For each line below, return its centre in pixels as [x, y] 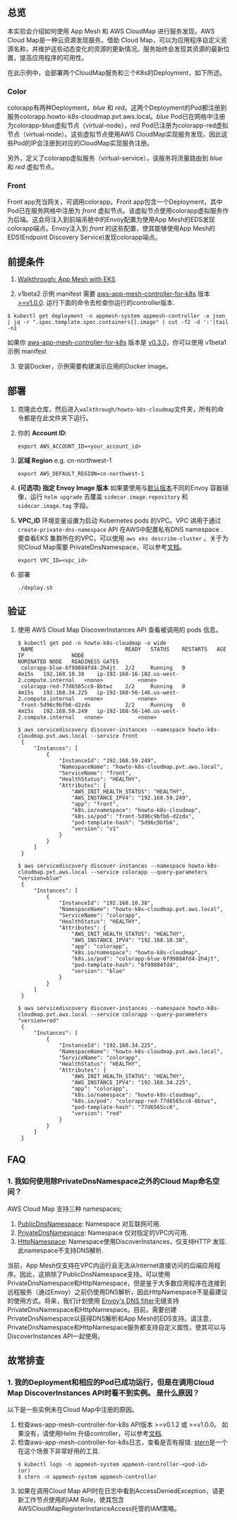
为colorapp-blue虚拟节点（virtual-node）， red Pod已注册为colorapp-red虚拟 [118, 125]
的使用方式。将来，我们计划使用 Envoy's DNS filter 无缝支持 [93, 1301]
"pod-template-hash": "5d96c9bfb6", [125, 823]
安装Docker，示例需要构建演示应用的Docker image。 [95, 366]
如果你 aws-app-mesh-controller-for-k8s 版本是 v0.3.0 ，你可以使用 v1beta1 [117, 342]
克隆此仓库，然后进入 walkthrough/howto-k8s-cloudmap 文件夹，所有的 [117, 410]
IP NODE [51, 655]
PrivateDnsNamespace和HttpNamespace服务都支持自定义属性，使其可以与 [117, 1327]
